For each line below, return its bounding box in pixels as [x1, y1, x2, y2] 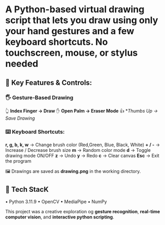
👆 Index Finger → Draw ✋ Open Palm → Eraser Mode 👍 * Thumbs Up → [5, 107, 158, 114]
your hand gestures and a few [5, 26, 134, 37]
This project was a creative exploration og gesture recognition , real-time [5, 208, 160, 214]
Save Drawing [5, 115, 35, 121]
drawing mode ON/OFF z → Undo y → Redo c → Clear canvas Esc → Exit [5, 152, 159, 159]
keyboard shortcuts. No [5, 36, 108, 48]
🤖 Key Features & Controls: [5, 78, 92, 87]
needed [5, 58, 38, 70]
